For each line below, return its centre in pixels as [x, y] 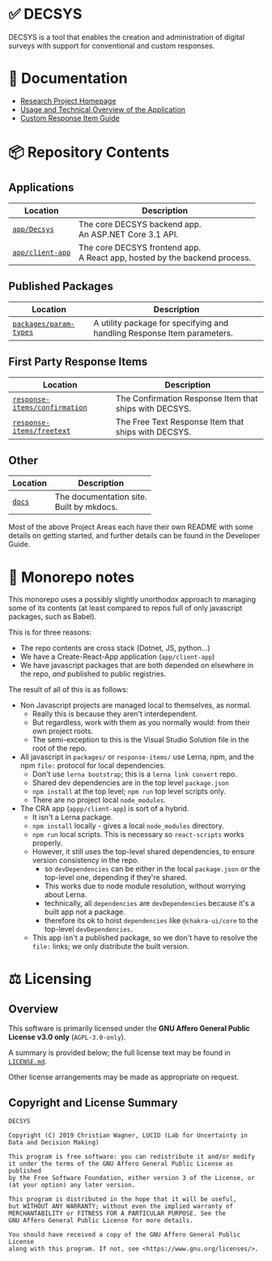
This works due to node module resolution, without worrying [145, 886]
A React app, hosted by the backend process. [165, 258]
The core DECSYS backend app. [140, 224]
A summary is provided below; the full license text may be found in [119, 1053]
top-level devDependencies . [89, 930]
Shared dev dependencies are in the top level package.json [130, 783]
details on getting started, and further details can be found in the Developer [134, 536]
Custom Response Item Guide [70, 118]
